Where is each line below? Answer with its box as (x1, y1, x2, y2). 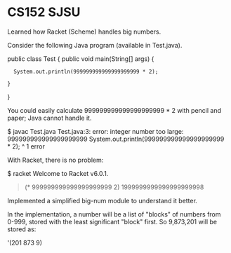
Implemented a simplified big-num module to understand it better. (7, 196, 198, 205)
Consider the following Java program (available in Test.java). (7, 41, 183, 49)
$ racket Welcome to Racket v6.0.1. (7, 169, 109, 177)
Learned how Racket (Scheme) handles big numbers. (7, 27, 161, 36)
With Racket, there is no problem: (7, 156, 104, 164)
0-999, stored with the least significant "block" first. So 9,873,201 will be (7, 217, 218, 226)
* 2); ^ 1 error (7, 142, 46, 151)
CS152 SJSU (7, 4, 81, 20)
